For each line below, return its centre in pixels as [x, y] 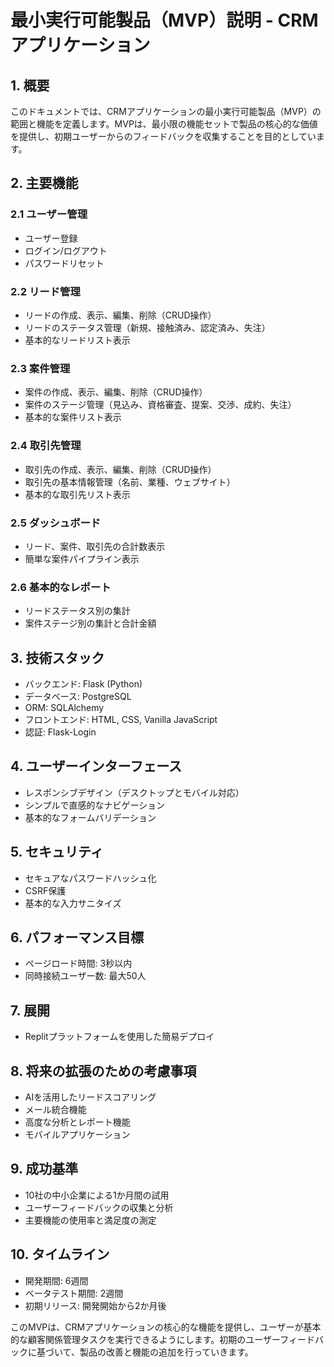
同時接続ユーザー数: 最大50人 [85, 976]
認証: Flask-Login [60, 732]
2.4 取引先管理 [46, 446]
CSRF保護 [45, 890]
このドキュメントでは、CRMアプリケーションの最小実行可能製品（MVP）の [166, 111]
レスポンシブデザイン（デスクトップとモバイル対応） [134, 792]
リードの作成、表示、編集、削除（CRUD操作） [120, 315]
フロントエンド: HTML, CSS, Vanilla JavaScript [121, 719]
